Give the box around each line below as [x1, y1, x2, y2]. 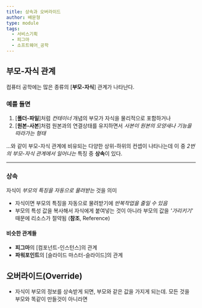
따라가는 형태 [14, 129, 46, 137]
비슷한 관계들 [6, 229, 37, 236]
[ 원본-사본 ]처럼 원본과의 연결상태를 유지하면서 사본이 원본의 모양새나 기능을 [14, 122, 192, 129]
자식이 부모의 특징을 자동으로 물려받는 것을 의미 [6, 187, 117, 194]
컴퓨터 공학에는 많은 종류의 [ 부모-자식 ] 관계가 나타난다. [6, 83, 135, 90]
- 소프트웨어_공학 [11, 43, 49, 49]
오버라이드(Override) [6, 271, 83, 281]
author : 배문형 [6, 14, 41, 20]
